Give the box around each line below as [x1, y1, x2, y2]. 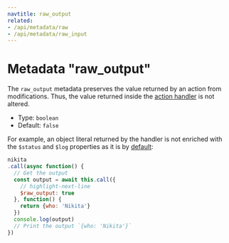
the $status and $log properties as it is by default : [7, 143, 154, 151]
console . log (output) [14, 216, 75, 223]
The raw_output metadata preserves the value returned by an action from [7, 85, 222, 93]
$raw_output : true [20, 190, 75, 197]
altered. [7, 100, 30, 108]
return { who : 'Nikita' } [20, 202, 91, 210]
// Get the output [14, 169, 69, 177]
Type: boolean [17, 113, 59, 122]
